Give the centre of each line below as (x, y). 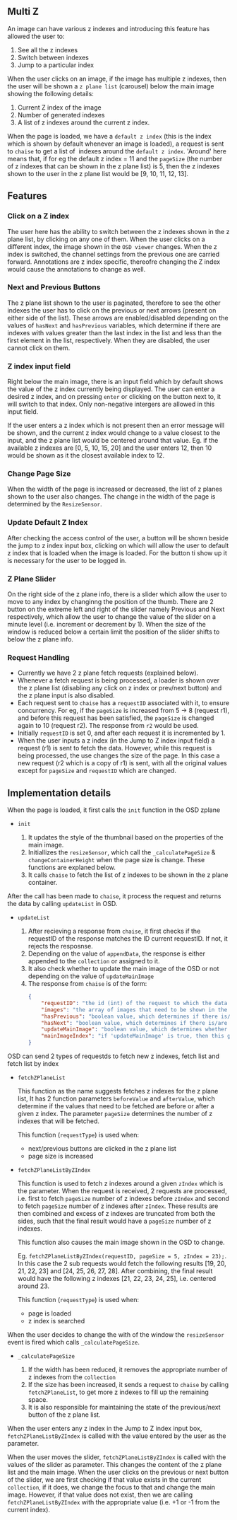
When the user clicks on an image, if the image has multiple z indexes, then (117, 79)
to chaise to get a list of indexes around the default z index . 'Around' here (117, 151)
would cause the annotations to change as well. (77, 269)
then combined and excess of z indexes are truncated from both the (116, 1214)
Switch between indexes (53, 57)
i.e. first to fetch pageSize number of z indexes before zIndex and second (123, 1199)
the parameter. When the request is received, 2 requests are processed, (122, 1191)
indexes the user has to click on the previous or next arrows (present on (112, 310)
